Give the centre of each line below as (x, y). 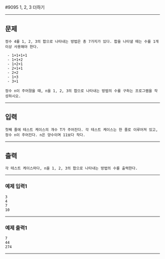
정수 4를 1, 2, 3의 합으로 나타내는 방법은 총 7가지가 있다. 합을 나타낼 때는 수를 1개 (82, 41)
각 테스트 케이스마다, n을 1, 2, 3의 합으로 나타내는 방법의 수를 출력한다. (71, 168)
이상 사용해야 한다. (22, 47)
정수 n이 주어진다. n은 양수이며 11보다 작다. (45, 135)
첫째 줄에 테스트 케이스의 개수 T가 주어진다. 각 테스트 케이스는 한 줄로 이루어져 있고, (82, 130)
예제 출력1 (16, 227)
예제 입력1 (16, 186)
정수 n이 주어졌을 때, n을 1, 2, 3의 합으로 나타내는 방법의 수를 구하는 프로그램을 (79, 91)
